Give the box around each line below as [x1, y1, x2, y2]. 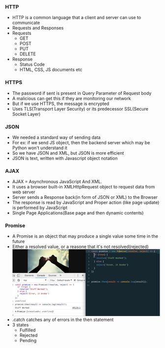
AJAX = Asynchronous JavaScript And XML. [12, 179, 102, 185]
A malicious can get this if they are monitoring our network [12, 95, 131, 101]
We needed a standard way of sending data [12, 134, 101, 140]
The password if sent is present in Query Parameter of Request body [12, 90, 152, 96]
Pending [19, 338, 37, 344]
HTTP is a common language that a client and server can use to [12, 15, 141, 21]
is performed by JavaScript [12, 205, 68, 211]
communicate [12, 20, 40, 26]
